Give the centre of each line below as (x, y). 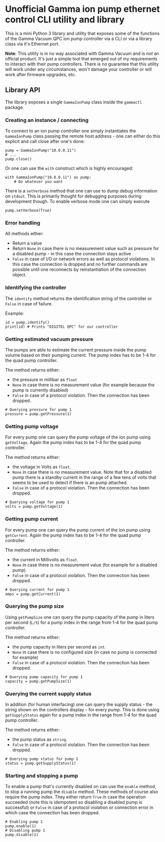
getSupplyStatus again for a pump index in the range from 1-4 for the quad (81, 715)
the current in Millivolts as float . (45, 559)
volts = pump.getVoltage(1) (34, 507)
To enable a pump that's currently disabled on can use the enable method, (81, 787)
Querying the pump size (35, 606)
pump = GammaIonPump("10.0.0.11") (41, 150)
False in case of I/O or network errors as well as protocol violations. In (83, 259)
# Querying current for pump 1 (37, 590)
